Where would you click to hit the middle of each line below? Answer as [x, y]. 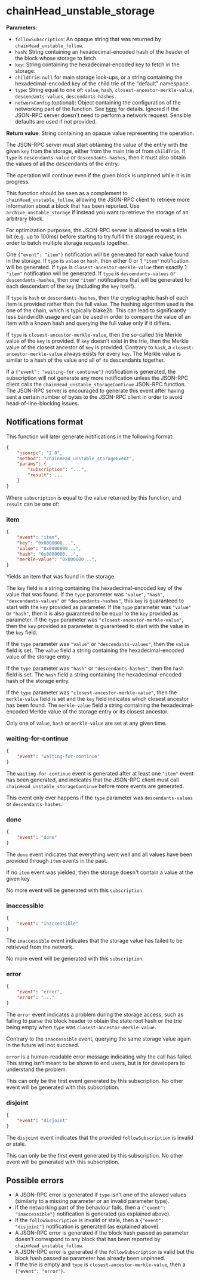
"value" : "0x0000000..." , [49, 548]
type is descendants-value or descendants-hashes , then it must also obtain [96, 157]
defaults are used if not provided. [56, 121]
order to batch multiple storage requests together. [68, 242]
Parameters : [22, 27]
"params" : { [32, 464]
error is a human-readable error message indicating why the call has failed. [99, 1056]
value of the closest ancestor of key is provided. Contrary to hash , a [89, 347]
